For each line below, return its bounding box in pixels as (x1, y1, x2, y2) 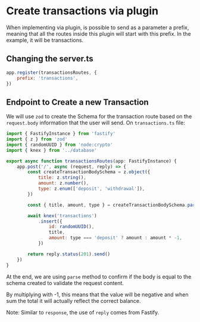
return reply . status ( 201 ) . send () (27, 251, 111, 257)
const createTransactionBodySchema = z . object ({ (27, 169, 151, 175)
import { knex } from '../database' (6, 147, 97, 153)
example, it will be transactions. (6, 36, 84, 43)
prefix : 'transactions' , (17, 75, 79, 81)
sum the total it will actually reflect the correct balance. (6, 297, 141, 304)
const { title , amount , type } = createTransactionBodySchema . (27, 202, 187, 208)
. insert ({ (37, 218, 62, 224)
